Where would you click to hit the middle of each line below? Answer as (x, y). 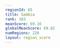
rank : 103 (16, 19)
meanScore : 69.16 (23, 24)
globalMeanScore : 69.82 (30, 28)
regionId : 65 (19, 10)
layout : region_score (28, 38)
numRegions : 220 (22, 33)
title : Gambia (20, 14)
